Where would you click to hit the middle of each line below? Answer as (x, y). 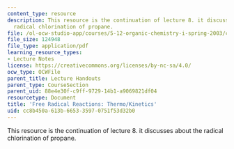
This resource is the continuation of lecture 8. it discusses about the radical (115, 130)
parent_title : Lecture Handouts (54, 78)
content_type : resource (42, 14)
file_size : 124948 (34, 40)
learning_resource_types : (45, 53)
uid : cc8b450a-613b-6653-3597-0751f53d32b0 (71, 111)
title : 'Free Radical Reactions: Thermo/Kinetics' (82, 104)
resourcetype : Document (42, 98)
